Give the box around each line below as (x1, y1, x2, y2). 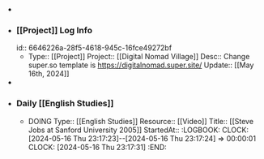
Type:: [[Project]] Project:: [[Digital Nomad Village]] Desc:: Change (28, 52, 250, 62)
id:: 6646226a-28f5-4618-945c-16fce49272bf (15, 43, 172, 53)
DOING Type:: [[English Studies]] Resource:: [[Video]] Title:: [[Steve (28, 116, 253, 126)
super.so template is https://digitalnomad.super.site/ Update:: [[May (28, 60, 254, 70)
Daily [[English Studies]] (15, 98, 114, 110)
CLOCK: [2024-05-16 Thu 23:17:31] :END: (28, 142, 168, 152)
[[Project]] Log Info (15, 24, 93, 36)
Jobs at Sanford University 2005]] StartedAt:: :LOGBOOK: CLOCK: (28, 125, 249, 135)
